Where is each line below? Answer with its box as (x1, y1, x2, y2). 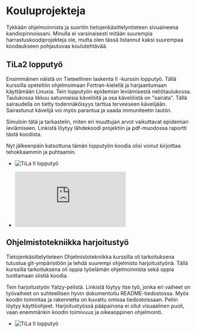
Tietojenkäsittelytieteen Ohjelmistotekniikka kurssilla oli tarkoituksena (6, 253, 175, 260)
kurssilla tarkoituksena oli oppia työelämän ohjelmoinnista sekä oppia (6, 266, 174, 273)
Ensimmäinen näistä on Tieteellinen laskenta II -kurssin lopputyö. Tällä (6, 75, 177, 82)
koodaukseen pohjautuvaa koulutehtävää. (6, 43, 108, 50)
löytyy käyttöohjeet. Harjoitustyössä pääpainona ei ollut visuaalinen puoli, (6, 302, 185, 309)
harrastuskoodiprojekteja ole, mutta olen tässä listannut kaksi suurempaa (6, 36, 184, 43)
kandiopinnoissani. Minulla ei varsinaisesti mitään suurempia (6, 30, 153, 37)
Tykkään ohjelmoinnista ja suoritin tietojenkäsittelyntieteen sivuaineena (6, 24, 179, 31)
